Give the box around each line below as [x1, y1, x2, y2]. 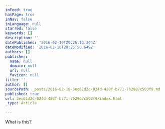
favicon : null [10, 73, 39, 78]
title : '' [5, 77, 26, 82]
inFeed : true [5, 7, 33, 13]
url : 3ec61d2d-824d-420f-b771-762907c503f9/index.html [5, 96, 122, 101]
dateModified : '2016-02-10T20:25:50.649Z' [5, 45, 95, 50]
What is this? [5, 119, 32, 125]
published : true [5, 91, 39, 96]
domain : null [10, 63, 37, 68]
